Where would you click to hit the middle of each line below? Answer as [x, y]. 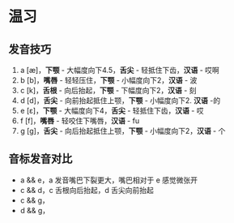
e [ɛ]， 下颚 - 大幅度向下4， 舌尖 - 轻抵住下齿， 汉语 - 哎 [112, 111]
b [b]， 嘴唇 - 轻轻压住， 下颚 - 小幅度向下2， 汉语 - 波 [108, 80]
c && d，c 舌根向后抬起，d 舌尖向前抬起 [87, 190]
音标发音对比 [40, 159]
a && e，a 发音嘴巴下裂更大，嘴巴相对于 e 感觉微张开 [109, 180]
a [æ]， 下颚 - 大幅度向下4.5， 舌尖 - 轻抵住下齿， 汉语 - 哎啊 [120, 70]
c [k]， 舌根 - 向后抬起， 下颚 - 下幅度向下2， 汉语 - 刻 [108, 90]
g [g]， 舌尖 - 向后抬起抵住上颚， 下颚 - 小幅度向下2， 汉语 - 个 [123, 131]
